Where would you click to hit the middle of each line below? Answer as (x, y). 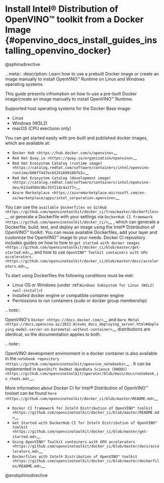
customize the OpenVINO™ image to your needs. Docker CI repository (75, 237)
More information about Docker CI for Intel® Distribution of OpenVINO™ (77, 388)
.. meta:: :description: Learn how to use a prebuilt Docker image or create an (82, 74)
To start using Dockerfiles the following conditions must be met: (70, 275)
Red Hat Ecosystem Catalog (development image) (61, 178)
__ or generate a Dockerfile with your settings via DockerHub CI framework (79, 216)
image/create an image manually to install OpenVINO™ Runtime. (69, 99)
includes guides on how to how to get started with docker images (73, 242)
